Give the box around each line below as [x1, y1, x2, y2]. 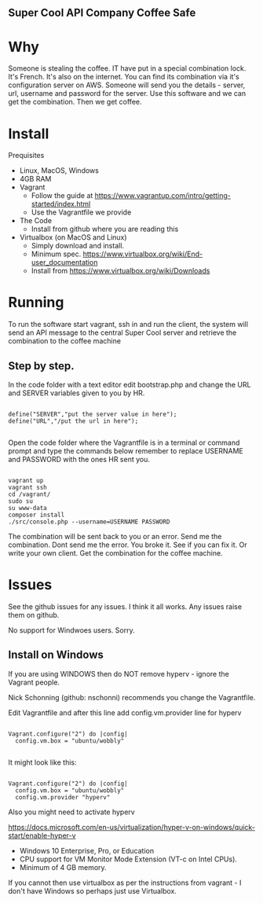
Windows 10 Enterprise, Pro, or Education [19, 846, 155, 855]
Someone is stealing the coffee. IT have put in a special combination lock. [8, 64, 247, 73]
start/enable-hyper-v [8, 831, 76, 840]
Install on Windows [8, 648, 104, 662]
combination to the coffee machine [8, 336, 122, 346]
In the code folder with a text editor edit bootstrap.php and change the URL [8, 380, 251, 390]
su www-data [8, 505, 47, 512]
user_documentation [31, 258, 98, 267]
